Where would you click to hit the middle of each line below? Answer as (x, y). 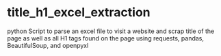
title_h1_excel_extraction (79, 12)
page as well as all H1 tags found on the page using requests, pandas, (105, 38)
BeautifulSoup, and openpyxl (48, 45)
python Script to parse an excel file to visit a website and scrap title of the (111, 31)
